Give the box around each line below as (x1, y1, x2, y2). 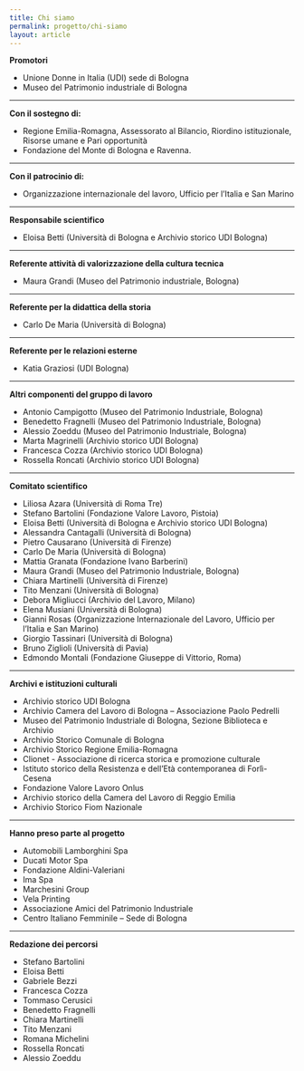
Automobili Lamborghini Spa (22, 845, 128, 856)
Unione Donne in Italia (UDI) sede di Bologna (22, 72, 190, 83)
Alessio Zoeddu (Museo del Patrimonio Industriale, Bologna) (22, 426, 247, 437)
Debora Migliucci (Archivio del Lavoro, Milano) (22, 594, 196, 605)
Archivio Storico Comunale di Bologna (22, 735, 165, 746)
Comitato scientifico (9, 481, 88, 492)
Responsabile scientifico (9, 215, 105, 226)
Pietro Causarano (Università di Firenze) (22, 536, 172, 548)
